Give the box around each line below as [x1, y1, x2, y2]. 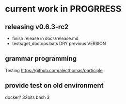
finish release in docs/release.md [12, 35, 79, 41]
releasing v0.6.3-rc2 [5, 23, 69, 31]
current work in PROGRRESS [5, 3, 122, 15]
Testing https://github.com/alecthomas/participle [5, 67, 103, 73]
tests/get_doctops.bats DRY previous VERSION [12, 41, 106, 46]
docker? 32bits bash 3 [5, 94, 50, 100]
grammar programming [5, 55, 77, 63]
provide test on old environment [5, 81, 104, 90]
